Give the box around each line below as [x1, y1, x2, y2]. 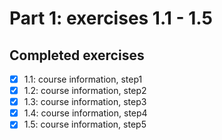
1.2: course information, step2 [23, 85, 147, 97]
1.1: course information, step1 [23, 73, 143, 85]
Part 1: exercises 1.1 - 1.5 [9, 7, 213, 30]
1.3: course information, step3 [23, 96, 147, 108]
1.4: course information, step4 [23, 107, 148, 119]
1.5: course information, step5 [23, 118, 147, 131]
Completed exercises [9, 47, 145, 64]
